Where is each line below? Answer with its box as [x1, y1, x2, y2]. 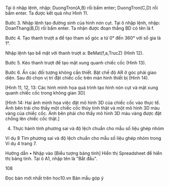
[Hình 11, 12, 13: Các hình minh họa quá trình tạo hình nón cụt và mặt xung [5, 84, 158, 90]
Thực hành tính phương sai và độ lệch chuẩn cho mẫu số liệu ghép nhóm [12, 126, 164, 131]
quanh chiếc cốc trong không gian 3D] [5, 90, 86, 96]
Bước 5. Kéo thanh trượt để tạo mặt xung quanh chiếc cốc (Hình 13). [5, 60, 146, 65]
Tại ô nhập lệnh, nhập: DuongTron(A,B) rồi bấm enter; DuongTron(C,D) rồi [5, 5, 158, 11]
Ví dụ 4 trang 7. [5, 141, 37, 146]
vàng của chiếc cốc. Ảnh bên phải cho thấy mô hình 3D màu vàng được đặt [5, 111, 162, 116]
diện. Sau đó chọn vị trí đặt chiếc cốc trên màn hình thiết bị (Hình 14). [5, 75, 149, 80]
